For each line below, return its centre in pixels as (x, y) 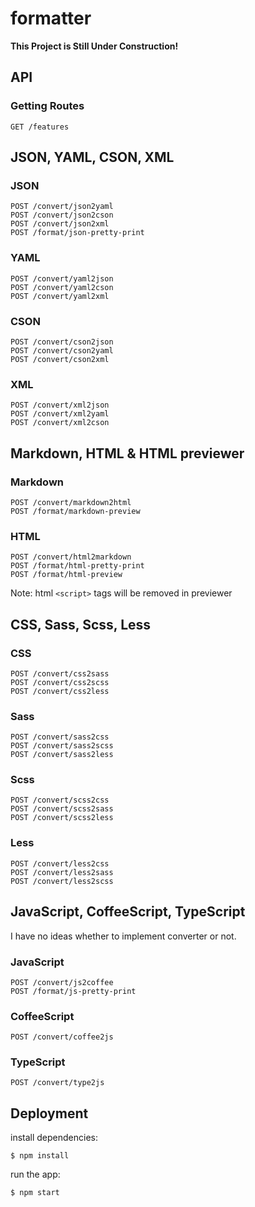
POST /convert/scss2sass (62, 809)
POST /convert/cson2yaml (62, 350)
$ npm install (40, 1156)
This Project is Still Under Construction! (94, 46)
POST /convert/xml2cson (60, 423)
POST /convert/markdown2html (71, 502)
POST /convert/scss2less (62, 818)
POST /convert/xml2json (60, 405)
